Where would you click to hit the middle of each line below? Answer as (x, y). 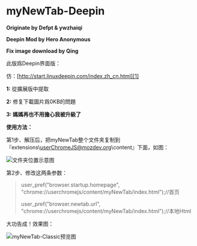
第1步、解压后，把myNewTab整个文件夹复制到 (63, 140)
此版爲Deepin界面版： (34, 63)
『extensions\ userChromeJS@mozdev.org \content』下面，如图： (88, 147)
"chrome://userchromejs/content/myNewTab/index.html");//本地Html (106, 211)
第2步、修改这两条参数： (37, 173)
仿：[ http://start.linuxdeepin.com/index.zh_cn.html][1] (73, 76)
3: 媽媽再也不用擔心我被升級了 (44, 114)
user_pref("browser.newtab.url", (61, 204)
